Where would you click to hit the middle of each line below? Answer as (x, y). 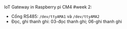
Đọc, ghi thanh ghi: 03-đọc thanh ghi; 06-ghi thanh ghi (67, 22)
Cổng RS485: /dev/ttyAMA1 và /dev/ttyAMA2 (55, 16)
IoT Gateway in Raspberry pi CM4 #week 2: (48, 7)
